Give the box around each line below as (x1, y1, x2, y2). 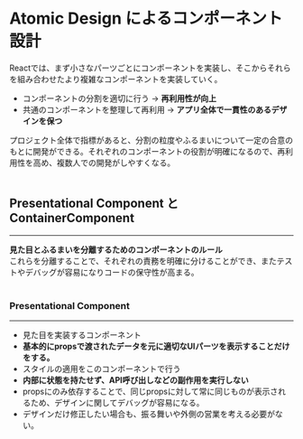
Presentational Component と (9, 196, 179, 211)
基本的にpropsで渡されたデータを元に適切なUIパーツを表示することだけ (22, 341, 290, 352)
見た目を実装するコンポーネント (22, 330, 142, 341)
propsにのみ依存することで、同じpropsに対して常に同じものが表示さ (22, 386, 279, 397)
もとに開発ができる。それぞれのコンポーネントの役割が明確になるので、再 (9, 145, 286, 156)
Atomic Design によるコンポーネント (9, 8, 283, 29)
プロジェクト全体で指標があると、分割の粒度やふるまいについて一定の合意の (9, 135, 294, 145)
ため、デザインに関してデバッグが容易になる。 (30, 397, 205, 408)
